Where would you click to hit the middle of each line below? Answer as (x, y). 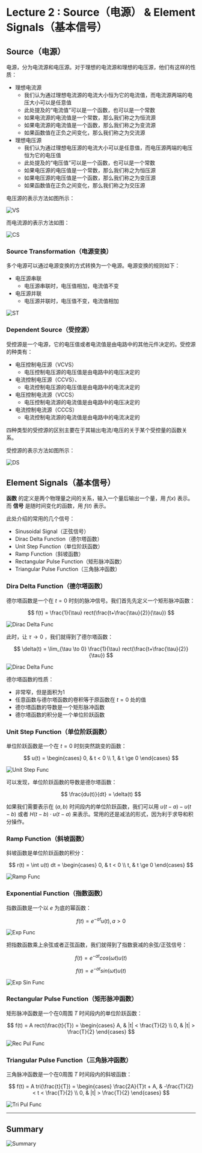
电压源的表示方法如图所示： (41, 198)
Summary (25, 1129)
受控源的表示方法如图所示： (41, 450)
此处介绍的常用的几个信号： (41, 519)
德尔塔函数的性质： (30, 679)
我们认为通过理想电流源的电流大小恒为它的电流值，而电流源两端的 (106, 95)
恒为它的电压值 (42, 155)
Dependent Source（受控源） (50, 330)
